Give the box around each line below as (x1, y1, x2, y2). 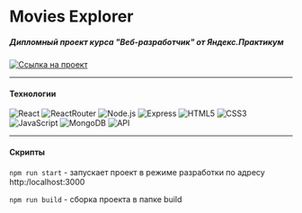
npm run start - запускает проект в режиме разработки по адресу (9, 166, 265, 177)
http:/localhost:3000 (9, 176, 85, 187)
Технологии (9, 88, 57, 99)
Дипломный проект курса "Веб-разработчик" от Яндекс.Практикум (9, 36, 285, 47)
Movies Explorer (9, 6, 134, 27)
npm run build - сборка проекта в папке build (9, 193, 182, 204)
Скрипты (9, 146, 46, 157)
